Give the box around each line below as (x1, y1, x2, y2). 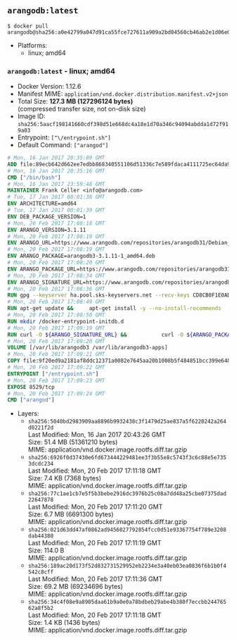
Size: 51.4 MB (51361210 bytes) (27, 438, 118, 447)
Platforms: (17, 41, 48, 49)
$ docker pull (7, 23, 49, 30)
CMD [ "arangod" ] (7, 397, 55, 404)
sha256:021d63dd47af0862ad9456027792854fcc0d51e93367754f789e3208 (27, 526, 227, 534)
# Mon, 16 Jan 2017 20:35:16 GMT (7, 167, 105, 175)
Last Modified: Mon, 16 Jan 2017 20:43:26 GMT (27, 430, 166, 439)
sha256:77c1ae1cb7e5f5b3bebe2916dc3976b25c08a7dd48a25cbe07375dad (27, 490, 227, 497)
